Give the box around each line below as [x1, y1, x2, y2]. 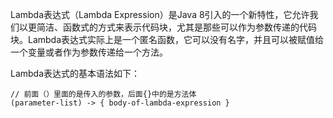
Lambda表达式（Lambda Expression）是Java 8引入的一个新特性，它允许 [10, 9, 310, 20]
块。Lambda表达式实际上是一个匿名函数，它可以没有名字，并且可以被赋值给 [10, 34, 325, 45]
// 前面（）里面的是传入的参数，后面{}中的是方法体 [10, 89, 197, 99]
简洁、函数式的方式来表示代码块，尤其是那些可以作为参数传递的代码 [36, 21, 317, 33]
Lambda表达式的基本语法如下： [10, 68, 141, 79]
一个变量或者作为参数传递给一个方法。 [10, 46, 168, 58]
